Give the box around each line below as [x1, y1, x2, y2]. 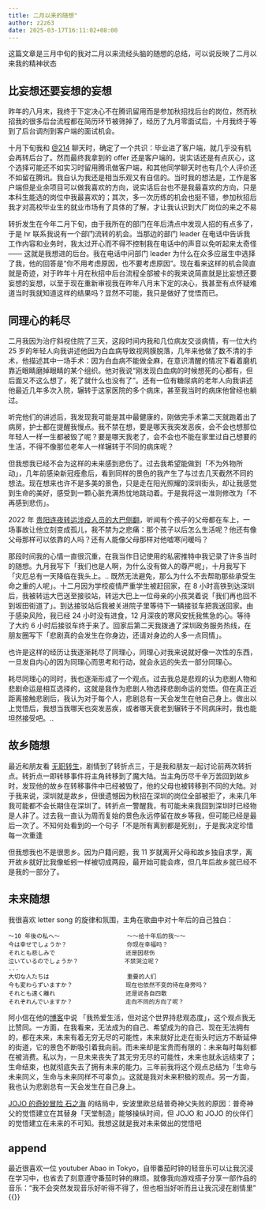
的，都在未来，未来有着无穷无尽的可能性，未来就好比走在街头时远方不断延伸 [8, 1032, 257, 1041]
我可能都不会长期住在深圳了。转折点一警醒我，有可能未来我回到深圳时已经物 [8, 800, 257, 810]
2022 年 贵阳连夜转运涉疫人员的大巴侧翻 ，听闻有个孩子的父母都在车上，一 [8, 515, 251, 524]
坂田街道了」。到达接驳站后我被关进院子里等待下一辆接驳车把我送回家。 [14, 601, 247, 610]
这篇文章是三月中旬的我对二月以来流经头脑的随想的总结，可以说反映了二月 [8, 49, 250, 58]
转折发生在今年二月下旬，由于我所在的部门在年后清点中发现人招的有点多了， [8, 219, 257, 229]
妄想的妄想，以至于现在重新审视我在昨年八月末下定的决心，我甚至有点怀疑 [8, 278, 250, 288]
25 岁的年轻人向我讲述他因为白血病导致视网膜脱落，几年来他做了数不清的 [8, 346, 247, 356]
